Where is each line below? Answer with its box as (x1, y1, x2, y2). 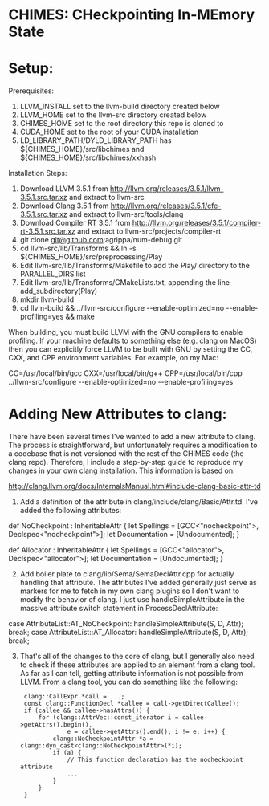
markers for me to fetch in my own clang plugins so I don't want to (19, 586, 240, 596)
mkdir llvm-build (19, 295, 75, 304)
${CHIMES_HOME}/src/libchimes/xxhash (19, 153, 157, 162)
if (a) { (52, 749, 82, 757)
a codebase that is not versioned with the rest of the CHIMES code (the (8, 449, 245, 458)
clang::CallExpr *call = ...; (23, 693, 125, 701)
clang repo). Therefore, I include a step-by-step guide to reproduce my (8, 458, 243, 467)
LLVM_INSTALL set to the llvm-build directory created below (19, 102, 221, 112)
